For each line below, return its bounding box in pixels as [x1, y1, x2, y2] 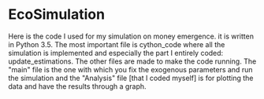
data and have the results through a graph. [8, 81, 147, 91]
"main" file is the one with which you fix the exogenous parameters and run [8, 64, 253, 74]
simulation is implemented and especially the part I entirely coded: [8, 48, 224, 57]
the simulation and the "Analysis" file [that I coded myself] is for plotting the [8, 73, 254, 82]
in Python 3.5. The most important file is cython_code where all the [8, 39, 225, 49]
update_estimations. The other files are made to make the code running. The [8, 57, 257, 66]
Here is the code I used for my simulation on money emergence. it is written [8, 31, 255, 41]
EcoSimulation [8, 5, 105, 24]
